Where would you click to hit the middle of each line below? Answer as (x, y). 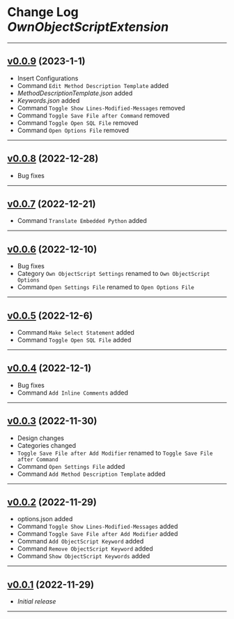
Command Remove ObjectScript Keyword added (85, 548)
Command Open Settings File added (71, 466)
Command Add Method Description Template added (91, 474)
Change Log (43, 12)
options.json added (45, 519)
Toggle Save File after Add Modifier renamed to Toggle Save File (115, 453)
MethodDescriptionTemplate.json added (75, 93)
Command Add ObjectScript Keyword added (80, 541)
